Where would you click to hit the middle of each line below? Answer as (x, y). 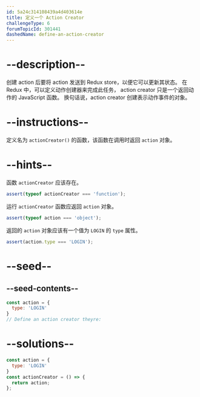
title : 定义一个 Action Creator (45, 18)
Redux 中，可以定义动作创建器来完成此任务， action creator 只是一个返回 (98, 90)
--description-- (46, 65)
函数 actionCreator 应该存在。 (44, 182)
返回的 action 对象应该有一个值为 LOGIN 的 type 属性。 (74, 230)
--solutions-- (40, 344)
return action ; (31, 383)
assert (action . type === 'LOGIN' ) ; (50, 242)
